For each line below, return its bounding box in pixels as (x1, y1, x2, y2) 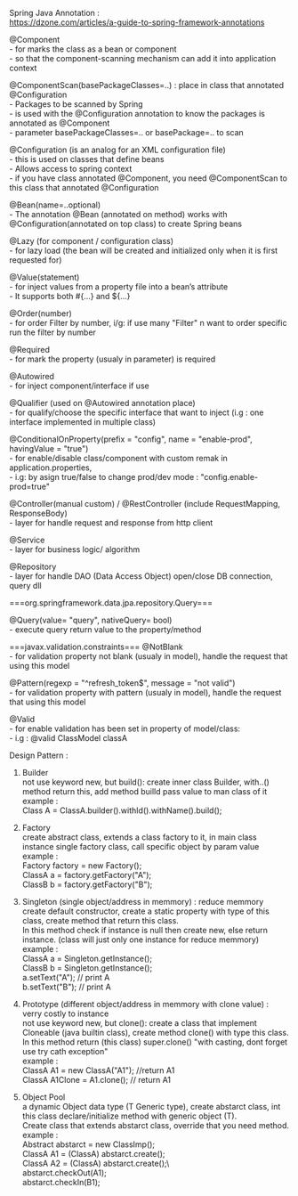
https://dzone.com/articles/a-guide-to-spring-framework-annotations (9, 17, 265, 28)
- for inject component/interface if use (9, 380, 149, 391)
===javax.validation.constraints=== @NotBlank (9, 641, 184, 652)
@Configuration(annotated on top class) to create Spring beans (9, 218, 243, 229)
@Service (9, 534, 45, 545)
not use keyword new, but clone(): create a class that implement (21, 1018, 258, 1028)
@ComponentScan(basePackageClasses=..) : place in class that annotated (9, 80, 285, 90)
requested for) (9, 255, 62, 265)
